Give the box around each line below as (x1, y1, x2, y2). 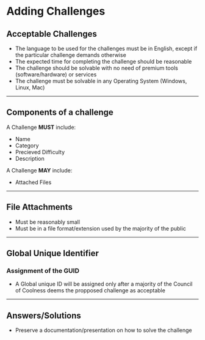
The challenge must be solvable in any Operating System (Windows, (15, 78, 187, 84)
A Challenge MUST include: (6, 124, 76, 131)
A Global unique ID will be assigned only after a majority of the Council (15, 280, 193, 288)
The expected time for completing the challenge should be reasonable (15, 58, 192, 65)
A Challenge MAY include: (6, 166, 73, 174)
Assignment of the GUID (6, 266, 79, 275)
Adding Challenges (6, 4, 106, 18)
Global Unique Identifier (6, 248, 99, 259)
